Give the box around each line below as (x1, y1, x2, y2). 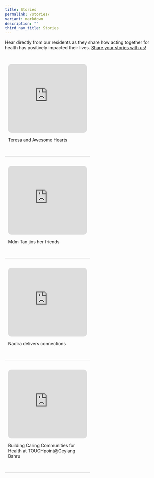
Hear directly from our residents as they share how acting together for (5, 39, 150, 45)
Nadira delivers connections (8, 341, 66, 347)
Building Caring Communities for (8, 443, 75, 449)
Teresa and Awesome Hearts (8, 137, 68, 143)
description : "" (5, 21, 39, 26)
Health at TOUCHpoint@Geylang (8, 448, 76, 454)
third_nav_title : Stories (5, 26, 59, 31)
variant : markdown (5, 16, 43, 21)
